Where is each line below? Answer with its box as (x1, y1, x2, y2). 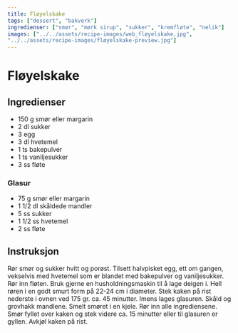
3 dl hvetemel (17, 138, 58, 146)
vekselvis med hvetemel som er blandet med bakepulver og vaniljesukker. (7, 272, 224, 280)
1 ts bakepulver (17, 145, 63, 154)
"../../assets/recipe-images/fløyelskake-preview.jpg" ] (7, 37, 177, 44)
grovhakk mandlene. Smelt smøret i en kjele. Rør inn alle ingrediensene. (7, 302, 217, 311)
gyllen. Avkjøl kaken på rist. (7, 317, 88, 326)
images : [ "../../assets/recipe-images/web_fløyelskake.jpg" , (7, 30, 193, 38)
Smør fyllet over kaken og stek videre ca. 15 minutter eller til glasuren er (7, 309, 218, 318)
